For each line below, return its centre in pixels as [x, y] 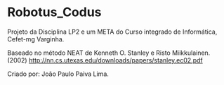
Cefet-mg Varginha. [36, 39]
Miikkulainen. [191, 53]
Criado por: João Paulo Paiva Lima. [58, 74]
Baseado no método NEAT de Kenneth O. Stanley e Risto [89, 53]
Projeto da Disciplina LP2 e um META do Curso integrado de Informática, [112, 32]
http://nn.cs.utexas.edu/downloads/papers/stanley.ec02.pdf [116, 60]
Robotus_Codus [54, 12]
